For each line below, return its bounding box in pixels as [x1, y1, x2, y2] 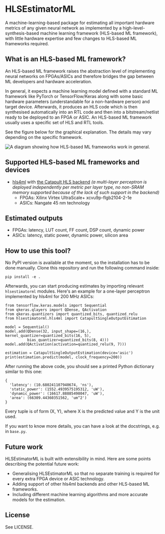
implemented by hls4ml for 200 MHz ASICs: [5, 294, 95, 300]
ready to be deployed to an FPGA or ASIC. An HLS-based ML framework [5, 114, 152, 120]
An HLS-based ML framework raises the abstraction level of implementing [5, 68, 156, 74]
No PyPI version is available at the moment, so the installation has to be [5, 260, 150, 266]
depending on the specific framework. [5, 134, 83, 140]
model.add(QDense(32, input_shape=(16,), [5, 329, 92, 334]
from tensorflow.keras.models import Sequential [5, 303, 107, 308]
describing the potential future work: [5, 461, 79, 467]
